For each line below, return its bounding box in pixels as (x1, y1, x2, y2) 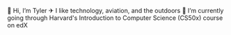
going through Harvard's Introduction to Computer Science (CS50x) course (7, 14, 223, 22)
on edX (7, 21, 28, 29)
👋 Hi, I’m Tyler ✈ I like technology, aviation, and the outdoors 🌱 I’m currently (7, 7, 224, 14)
